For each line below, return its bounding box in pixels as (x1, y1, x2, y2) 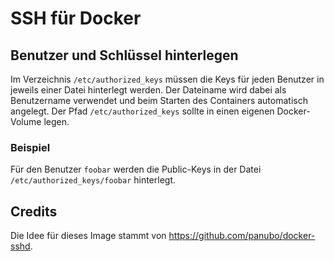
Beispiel (10, 140, 51, 154)
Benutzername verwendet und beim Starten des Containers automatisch (10, 95, 308, 106)
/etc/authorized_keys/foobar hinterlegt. (10, 174, 177, 186)
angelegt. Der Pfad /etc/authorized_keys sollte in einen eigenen (10, 105, 275, 117)
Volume (10, 116, 42, 127)
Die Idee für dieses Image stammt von (10, 230, 167, 242)
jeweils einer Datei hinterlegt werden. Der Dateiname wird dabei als (10, 84, 287, 96)
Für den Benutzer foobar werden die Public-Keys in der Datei (10, 163, 262, 176)
